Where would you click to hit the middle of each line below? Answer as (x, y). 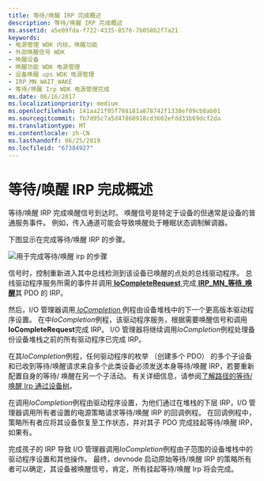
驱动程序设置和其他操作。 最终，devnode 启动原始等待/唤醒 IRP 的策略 (123, 459)
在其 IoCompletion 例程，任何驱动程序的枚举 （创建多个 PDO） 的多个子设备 (130, 356)
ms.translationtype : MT (47, 126)
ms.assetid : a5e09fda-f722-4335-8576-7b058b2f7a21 (93, 30)
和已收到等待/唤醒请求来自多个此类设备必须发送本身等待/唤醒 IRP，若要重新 (131, 366)
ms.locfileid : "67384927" (51, 148)
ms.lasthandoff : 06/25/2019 (55, 140)
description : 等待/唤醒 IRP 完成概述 (66, 23)
